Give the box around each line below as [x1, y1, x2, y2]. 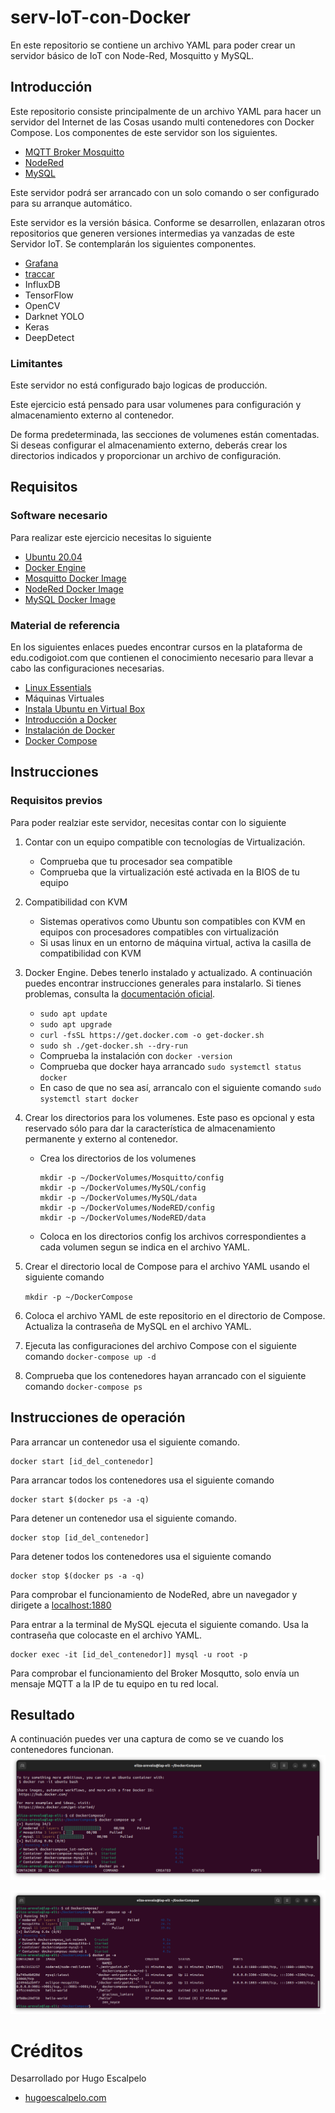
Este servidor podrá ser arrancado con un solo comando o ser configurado [10, 186, 320, 198]
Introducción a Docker [24, 714, 117, 726]
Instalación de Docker [24, 724, 115, 736]
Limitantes [10, 356, 63, 370]
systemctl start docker [39, 1094, 140, 1104]
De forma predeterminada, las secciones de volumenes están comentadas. [10, 429, 320, 441]
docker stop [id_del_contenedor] [10, 1532, 150, 1543]
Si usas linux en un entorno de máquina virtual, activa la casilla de [39, 936, 312, 948]
